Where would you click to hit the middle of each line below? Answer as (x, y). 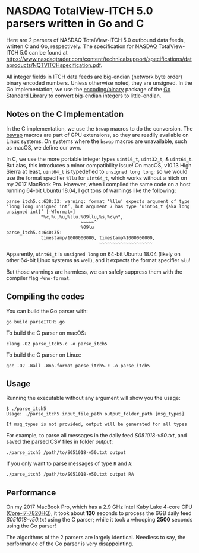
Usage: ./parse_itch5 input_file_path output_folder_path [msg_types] (95, 414)
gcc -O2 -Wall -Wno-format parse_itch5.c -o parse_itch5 (78, 366)
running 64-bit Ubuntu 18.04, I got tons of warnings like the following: (91, 190)
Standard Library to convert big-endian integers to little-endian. (84, 96)
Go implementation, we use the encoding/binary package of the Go (89, 89)
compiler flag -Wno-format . (39, 278)
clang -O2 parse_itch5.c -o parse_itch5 (57, 344)
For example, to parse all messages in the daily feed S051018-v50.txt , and (97, 436)
